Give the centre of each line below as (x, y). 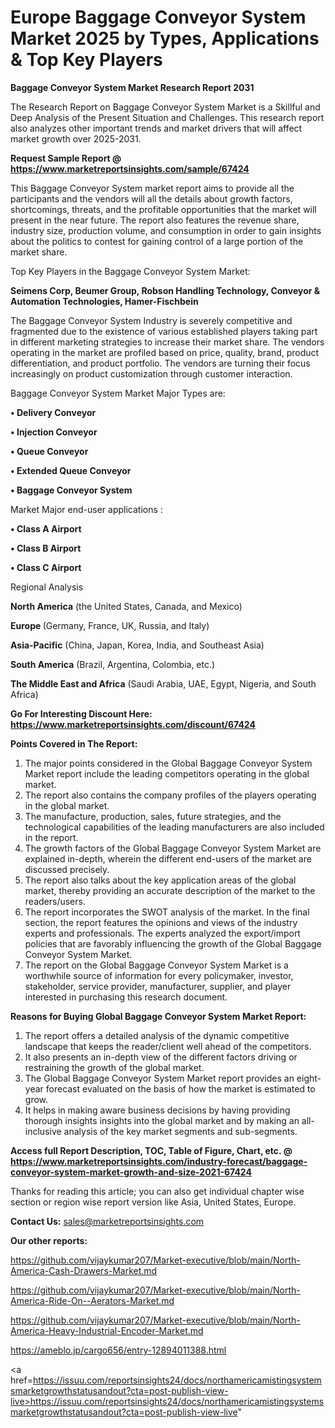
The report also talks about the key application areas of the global (160, 880)
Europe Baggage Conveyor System (158, 17)
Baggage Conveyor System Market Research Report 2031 (132, 87)
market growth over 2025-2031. (76, 138)
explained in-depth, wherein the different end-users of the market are (168, 858)
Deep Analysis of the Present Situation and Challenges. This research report (167, 117)
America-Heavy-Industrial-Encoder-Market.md (107, 1330)
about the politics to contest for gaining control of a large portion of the (157, 241)
